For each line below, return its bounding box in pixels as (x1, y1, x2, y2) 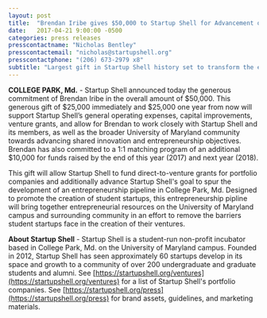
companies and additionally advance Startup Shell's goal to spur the (8, 176, 232, 186)
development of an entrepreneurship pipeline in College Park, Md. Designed (8, 184, 257, 195)
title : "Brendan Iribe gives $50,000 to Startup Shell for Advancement (8, 19, 254, 27)
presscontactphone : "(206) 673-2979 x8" (8, 56, 145, 64)
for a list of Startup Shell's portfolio (121, 276, 236, 286)
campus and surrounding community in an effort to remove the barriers (8, 210, 242, 219)
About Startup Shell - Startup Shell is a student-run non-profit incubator (8, 234, 246, 243)
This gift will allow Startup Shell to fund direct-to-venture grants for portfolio (8, 168, 257, 177)
